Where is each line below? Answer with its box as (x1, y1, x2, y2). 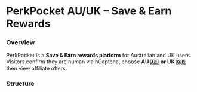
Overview (6, 38, 35, 47)
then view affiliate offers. (6, 65, 67, 72)
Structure (6, 79, 35, 88)
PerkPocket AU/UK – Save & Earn (6, 4, 172, 18)
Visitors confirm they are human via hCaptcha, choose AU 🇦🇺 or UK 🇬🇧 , (6, 58, 187, 65)
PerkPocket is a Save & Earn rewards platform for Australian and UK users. (6, 52, 192, 59)
